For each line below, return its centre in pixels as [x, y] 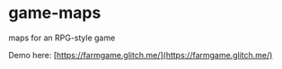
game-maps [55, 13]
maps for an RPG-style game [62, 38]
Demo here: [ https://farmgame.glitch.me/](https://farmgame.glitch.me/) [141, 55]
